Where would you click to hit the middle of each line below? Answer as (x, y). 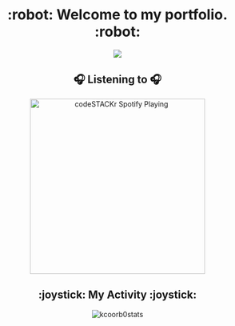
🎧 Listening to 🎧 (117, 80)
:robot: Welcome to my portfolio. (117, 15)
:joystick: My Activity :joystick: (117, 295)
